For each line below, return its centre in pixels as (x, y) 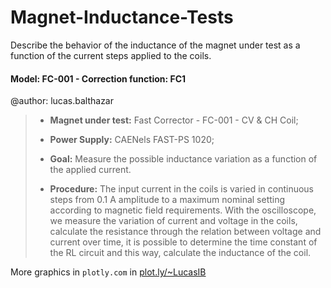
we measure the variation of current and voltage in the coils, (173, 221)
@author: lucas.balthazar (62, 101)
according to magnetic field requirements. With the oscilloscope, (183, 210)
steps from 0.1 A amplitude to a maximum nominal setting (167, 200)
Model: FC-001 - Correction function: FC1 (98, 78)
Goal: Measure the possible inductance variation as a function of (183, 159)
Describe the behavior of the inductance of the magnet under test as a (155, 45)
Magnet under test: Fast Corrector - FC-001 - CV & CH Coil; (174, 120)
